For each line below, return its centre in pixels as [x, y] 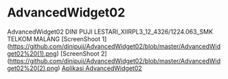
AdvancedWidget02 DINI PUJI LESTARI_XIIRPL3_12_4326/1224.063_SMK [110, 32]
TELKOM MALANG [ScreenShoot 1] [57, 38]
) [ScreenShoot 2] [82, 54]
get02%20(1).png [32, 54]
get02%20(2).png [33, 68]
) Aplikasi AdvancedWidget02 [100, 68]
